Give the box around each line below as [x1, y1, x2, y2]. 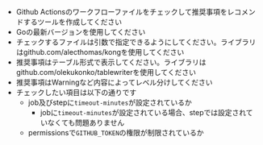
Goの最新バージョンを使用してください [15, 27, 146, 36]
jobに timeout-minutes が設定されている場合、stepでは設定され [40, 108, 246, 117]
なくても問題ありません [47, 118, 125, 127]
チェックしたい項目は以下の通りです [15, 88, 137, 97]
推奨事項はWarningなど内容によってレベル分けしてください [15, 77, 213, 87]
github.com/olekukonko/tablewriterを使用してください [15, 68, 196, 77]
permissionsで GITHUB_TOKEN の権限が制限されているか [27, 128, 204, 137]
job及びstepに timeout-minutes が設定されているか [27, 97, 192, 107]
